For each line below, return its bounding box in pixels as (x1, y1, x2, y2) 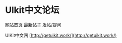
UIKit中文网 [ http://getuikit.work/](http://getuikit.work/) (5, 32, 117, 38)
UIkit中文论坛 (5, 4, 60, 16)
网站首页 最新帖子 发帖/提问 (5, 22, 61, 28)
